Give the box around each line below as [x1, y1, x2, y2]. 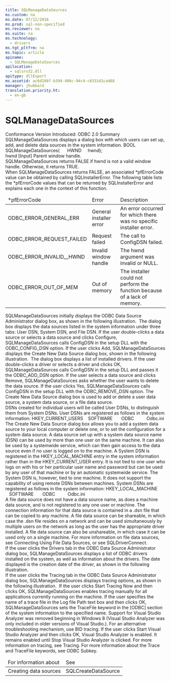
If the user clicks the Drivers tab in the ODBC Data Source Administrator [5, 545, 156, 551]
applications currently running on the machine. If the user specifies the [5, 594, 154, 600]
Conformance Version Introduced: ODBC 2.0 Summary [5, 131, 120, 137]
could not [120, 274, 143, 281]
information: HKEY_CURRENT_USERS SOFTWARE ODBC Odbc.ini [5, 416, 164, 422]
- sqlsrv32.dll [10, 69, 42, 74]
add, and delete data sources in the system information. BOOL [5, 142, 136, 148]
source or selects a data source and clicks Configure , [5, 334, 118, 341]
